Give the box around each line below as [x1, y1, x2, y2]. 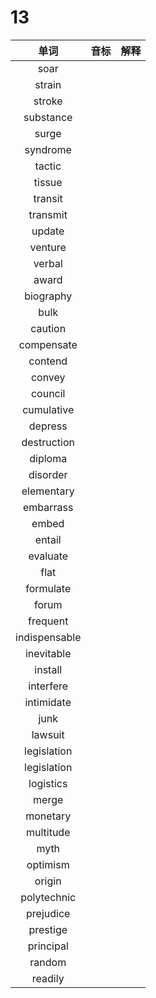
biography [24, 289, 73, 303]
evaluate [28, 549, 69, 563]
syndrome [24, 142, 72, 156]
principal [27, 939, 69, 953]
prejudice [26, 906, 71, 920]
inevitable [24, 646, 72, 660]
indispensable [15, 630, 82, 644]
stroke [33, 94, 63, 108]
